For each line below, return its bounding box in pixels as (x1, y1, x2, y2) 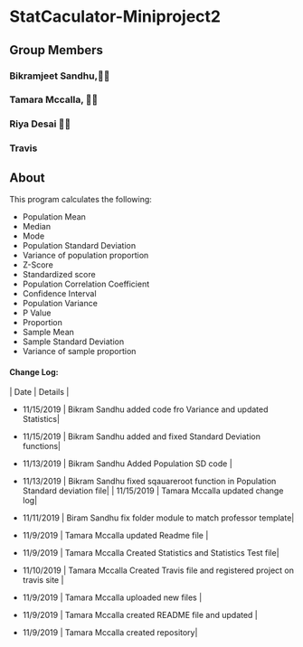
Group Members (9, 42, 104, 58)
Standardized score (22, 269, 97, 280)
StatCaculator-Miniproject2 (9, 6, 222, 27)
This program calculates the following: (9, 194, 152, 205)
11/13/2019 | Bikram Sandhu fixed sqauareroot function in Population (22, 476, 277, 487)
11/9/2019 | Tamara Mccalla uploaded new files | (22, 592, 203, 603)
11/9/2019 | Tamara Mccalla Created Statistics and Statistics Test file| (22, 548, 279, 558)
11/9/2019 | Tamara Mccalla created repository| (22, 627, 198, 638)
